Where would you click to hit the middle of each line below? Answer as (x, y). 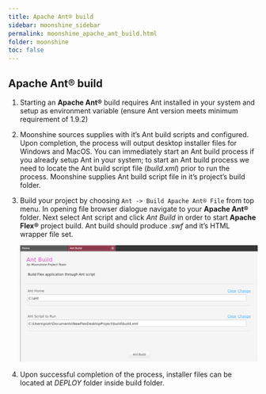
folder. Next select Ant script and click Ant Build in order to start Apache (138, 217)
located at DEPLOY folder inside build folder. (92, 383)
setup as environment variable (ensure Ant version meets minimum (129, 110)
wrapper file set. (46, 234)
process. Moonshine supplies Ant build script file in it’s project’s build (132, 176)
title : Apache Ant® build (51, 17)
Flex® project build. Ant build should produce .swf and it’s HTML (125, 225)
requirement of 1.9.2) (54, 119)
